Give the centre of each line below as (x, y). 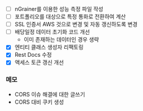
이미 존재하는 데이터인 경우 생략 (61, 40)
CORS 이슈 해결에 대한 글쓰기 (50, 94)
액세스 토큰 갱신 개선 (39, 62)
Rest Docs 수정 (33, 55)
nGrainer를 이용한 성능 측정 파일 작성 (59, 9)
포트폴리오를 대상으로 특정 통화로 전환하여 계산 (70, 16)
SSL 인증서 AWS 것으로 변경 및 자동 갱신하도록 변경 (76, 24)
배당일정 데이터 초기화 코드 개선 (52, 32)
